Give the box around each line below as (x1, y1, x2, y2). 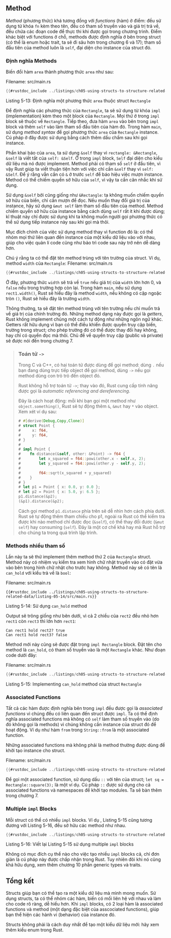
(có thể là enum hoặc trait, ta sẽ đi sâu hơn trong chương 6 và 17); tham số (6, 39, 161, 45)
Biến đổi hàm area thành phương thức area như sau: (6, 69, 114, 75)
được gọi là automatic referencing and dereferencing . (18, 388, 131, 394)
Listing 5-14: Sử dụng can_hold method (6, 603, 87, 609)
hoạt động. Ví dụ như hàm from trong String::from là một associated (6, 727, 149, 733)
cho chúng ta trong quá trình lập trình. (18, 529, 98, 536)
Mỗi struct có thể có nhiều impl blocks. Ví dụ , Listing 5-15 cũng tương (6, 817, 153, 823)
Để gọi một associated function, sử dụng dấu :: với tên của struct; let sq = (6, 776, 164, 783)
